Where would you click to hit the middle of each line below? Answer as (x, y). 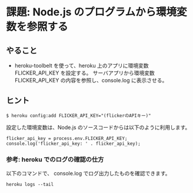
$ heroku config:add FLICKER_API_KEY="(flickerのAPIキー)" (79, 115)
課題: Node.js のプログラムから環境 (91, 12)
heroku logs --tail (30, 185)
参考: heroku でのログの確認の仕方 (55, 159)
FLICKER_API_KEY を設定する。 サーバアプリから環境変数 (84, 73)
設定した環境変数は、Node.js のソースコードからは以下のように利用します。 (98, 127)
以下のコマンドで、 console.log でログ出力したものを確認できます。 (88, 174)
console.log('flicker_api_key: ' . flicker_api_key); (74, 144)
